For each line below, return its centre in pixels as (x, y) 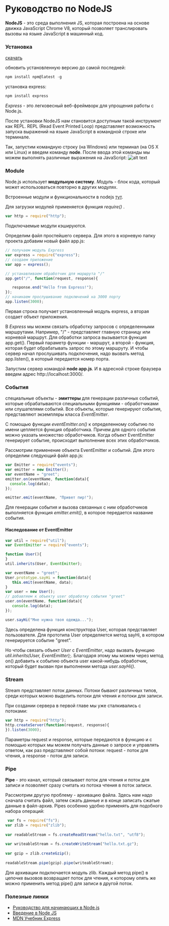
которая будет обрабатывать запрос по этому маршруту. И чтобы (77, 348)
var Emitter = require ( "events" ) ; (42, 465)
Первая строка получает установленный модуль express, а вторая (77, 311)
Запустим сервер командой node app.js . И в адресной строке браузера (83, 369)
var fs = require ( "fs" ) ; (33, 820)
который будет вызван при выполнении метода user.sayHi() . (70, 666)
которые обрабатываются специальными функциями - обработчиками (82, 404)
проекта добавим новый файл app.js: (45, 241)
